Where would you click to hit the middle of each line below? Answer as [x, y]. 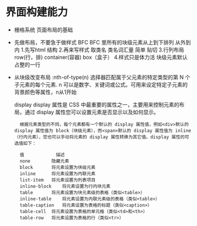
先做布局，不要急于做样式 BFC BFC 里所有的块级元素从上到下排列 [94, 42]
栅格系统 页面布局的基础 [43, 30]
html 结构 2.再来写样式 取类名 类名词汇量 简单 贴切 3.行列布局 [109, 50]
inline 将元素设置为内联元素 [58, 174]
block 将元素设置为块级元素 [58, 167]
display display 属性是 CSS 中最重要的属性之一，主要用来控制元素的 [97, 104]
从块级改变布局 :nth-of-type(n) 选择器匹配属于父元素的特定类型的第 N [99, 77]
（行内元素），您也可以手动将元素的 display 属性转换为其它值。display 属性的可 [102, 137]
